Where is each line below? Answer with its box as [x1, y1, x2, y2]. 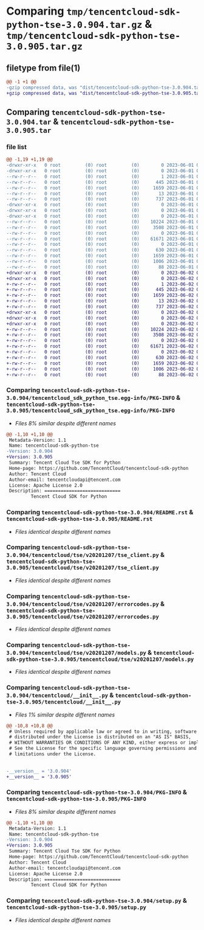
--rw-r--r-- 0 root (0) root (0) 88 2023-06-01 [6, 264, 194, 270]
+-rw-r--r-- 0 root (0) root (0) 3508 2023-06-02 [6, 332, 194, 338]
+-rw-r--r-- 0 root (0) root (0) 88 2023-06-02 [6, 371, 194, 378]
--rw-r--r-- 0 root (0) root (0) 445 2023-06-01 [6, 179, 194, 185]
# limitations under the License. [8, 751, 97, 757]
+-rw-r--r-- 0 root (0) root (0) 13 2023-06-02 [6, 298, 194, 304]
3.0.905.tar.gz [6, 41, 83, 52]
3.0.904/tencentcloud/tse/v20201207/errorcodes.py [6, 601, 159, 607]
